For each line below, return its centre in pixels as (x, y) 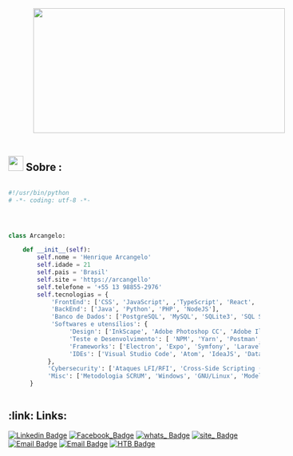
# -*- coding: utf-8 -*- (49, 200)
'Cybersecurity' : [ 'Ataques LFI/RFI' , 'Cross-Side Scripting (151, 369)
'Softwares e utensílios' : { (99, 324)
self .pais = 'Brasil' (73, 272)
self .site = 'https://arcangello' (94, 280)
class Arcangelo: (37, 236)
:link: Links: (38, 416)
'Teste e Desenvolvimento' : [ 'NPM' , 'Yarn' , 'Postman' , (166, 339)
